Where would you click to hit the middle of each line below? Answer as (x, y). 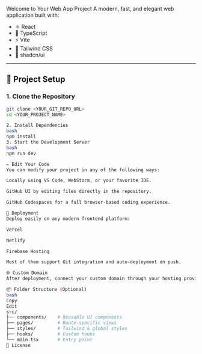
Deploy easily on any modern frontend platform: (68, 219)
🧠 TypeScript (31, 33)
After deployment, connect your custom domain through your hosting (94, 279)
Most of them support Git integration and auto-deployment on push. (94, 262)
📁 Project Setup (36, 80)
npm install (21, 137)
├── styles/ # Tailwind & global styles (67, 329)
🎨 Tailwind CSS (34, 48)
